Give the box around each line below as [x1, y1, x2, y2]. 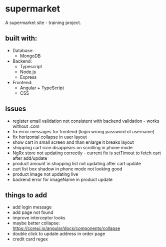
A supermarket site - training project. [5, 20, 81, 26]
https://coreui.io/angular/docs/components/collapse [12, 225, 120, 231]
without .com [12, 123, 40, 129]
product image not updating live [12, 171, 78, 177]
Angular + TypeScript [19, 85, 64, 91]
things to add [5, 191, 47, 199]
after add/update [12, 155, 47, 161]
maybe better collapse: [12, 220, 60, 226]
